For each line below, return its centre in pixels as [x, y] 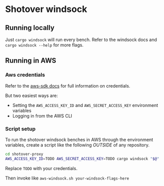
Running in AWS [31, 61]
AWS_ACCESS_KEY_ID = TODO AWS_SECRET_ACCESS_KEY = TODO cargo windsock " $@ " [82, 158]
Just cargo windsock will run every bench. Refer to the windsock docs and [81, 39]
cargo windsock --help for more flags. [44, 45]
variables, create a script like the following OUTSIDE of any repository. [77, 145]
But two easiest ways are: [32, 95]
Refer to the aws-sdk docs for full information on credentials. [68, 85]
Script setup [20, 128]
